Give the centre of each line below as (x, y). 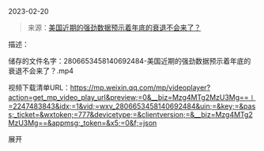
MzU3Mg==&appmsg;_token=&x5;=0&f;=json (83, 123)
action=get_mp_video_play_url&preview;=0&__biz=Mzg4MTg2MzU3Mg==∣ (132, 97)
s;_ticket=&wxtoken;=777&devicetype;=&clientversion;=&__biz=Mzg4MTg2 (130, 114)
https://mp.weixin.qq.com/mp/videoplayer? (140, 87)
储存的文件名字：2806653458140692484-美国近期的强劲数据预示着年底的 (130, 61)
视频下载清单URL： (40, 87)
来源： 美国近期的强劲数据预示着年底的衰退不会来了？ (114, 28)
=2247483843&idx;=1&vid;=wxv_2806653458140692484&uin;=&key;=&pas (132, 106)
